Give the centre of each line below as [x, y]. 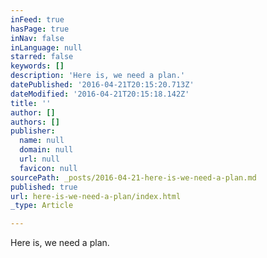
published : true [44, 187]
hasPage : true [40, 29]
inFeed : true [37, 19]
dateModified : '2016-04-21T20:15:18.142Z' [100, 94]
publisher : [33, 131]
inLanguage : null [46, 47]
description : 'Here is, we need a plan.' [98, 76]
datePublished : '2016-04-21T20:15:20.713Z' [102, 85]
